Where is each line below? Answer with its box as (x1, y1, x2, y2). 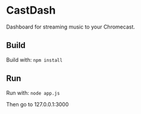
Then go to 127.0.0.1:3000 (6, 100, 69, 107)
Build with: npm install (6, 56, 63, 63)
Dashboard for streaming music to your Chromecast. (6, 23, 136, 30)
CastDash (6, 4, 56, 17)
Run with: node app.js (6, 89, 60, 96)
